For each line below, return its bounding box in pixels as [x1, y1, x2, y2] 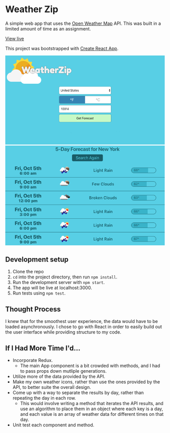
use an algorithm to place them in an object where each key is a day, [20, 406, 163, 412]
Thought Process [5, 305, 61, 313]
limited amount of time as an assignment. [5, 25, 91, 31]
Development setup [5, 255, 69, 264]
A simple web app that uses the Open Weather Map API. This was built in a [5, 20, 161, 26]
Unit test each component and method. [12, 422, 95, 428]
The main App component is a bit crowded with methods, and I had [20, 363, 160, 369]
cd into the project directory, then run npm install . [12, 274, 118, 280]
